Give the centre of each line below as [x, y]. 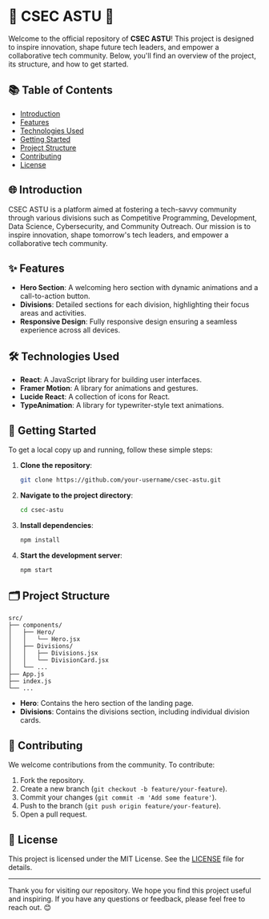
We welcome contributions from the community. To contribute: [112, 765]
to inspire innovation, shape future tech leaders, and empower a [114, 46]
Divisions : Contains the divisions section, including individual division [134, 711]
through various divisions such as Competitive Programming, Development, [133, 218]
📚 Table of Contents [61, 90]
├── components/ [35, 625]
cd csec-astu [42, 510]
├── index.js [30, 681]
